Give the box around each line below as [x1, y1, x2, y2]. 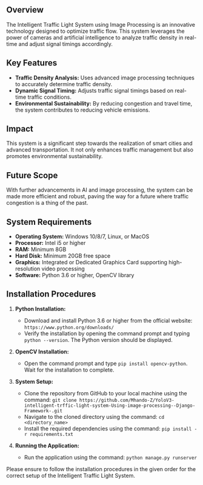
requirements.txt [29, 431, 74, 437]
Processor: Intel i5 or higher [15, 239, 86, 247]
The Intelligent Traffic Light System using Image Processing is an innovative [6, 21, 196, 28]
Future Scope [6, 170, 58, 181]
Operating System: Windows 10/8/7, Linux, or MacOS [15, 233, 150, 240]
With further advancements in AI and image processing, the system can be [6, 186, 193, 193]
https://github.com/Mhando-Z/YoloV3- [79, 397, 175, 403]
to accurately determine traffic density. [15, 80, 113, 87]
